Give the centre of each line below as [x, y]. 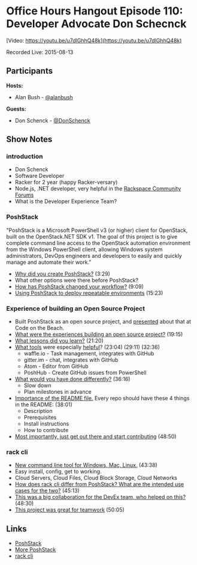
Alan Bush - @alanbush [44, 97]
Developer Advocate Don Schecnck [96, 24]
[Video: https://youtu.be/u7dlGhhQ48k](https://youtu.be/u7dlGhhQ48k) [94, 40]
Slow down [37, 385]
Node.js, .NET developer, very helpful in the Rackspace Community [98, 189]
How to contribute [46, 430]
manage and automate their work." [49, 262]
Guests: [16, 109]
